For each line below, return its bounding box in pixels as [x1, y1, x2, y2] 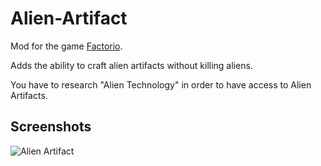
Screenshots [10, 118, 92, 136]
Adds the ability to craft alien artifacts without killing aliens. [10, 59, 253, 71]
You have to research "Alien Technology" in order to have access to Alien [10, 78, 312, 91]
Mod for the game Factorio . [10, 40, 123, 52]
